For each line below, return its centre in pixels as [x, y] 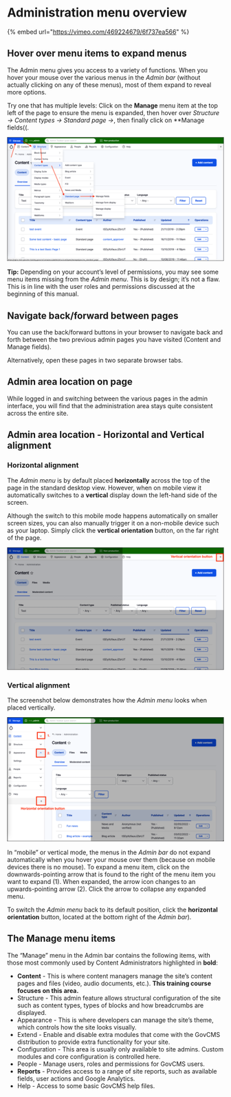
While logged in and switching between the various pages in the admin [108, 399]
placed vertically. [31, 707]
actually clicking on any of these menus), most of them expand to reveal [109, 85]
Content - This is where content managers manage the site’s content [115, 976]
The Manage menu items [61, 939]
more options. [27, 92]
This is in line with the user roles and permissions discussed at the [101, 287]
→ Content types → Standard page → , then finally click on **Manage [106, 120]
